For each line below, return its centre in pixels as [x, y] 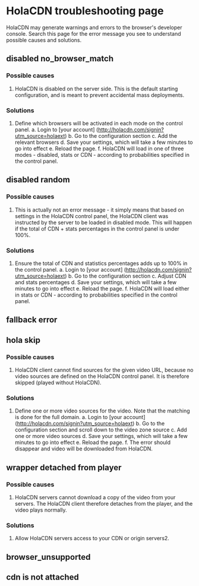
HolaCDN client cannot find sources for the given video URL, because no [104, 370]
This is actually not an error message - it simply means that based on [99, 210]
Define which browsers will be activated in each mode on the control [99, 123]
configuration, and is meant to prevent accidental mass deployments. [99, 95]
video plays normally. [41, 510]
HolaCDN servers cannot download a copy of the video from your [95, 497]
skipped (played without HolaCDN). [58, 382]
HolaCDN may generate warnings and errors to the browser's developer [94, 27]
